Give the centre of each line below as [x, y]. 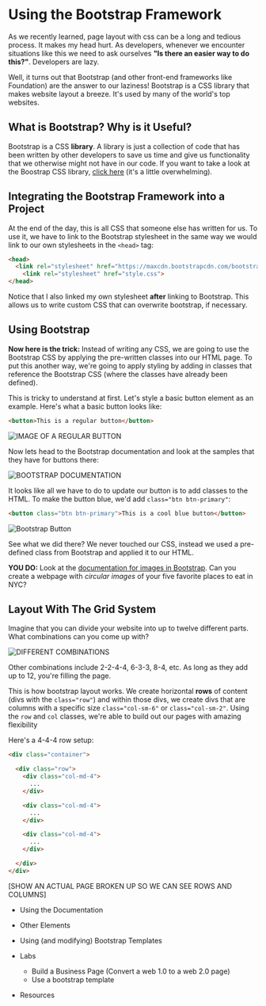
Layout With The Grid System [82, 610]
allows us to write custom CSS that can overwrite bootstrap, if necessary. [128, 305]
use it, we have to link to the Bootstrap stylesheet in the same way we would [133, 236]
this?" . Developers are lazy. [54, 62]
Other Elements [45, 925]
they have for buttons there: [53, 459]
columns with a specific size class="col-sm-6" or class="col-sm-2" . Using [129, 708]
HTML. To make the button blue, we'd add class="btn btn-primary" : [120, 499]
